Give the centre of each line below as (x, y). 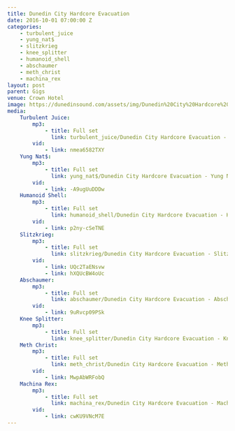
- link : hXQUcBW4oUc (74, 273)
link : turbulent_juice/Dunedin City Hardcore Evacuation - (139, 137)
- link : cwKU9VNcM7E (74, 416)
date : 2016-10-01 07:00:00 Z (50, 20)
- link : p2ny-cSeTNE (74, 228)
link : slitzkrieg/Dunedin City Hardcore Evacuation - (131, 254)
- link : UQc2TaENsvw (74, 267)
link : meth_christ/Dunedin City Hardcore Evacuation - (133, 365)
